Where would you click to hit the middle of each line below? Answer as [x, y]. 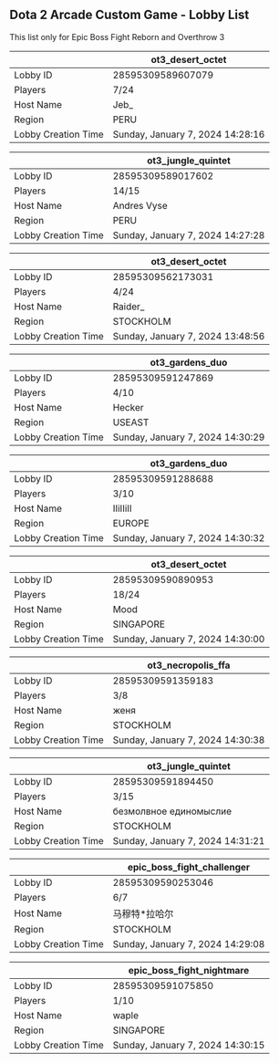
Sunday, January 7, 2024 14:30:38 [189, 740]
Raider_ [129, 307]
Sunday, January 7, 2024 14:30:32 [189, 537]
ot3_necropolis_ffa [189, 665]
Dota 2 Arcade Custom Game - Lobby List [129, 15]
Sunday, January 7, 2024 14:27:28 [189, 234]
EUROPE [131, 523]
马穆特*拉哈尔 [143, 913]
